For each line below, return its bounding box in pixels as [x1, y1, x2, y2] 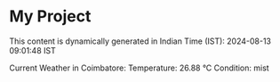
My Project [9, 6, 92, 27]
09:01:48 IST [9, 45, 56, 55]
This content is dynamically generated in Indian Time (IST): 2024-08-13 [9, 36, 271, 46]
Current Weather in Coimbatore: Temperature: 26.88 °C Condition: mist [9, 62, 269, 73]
